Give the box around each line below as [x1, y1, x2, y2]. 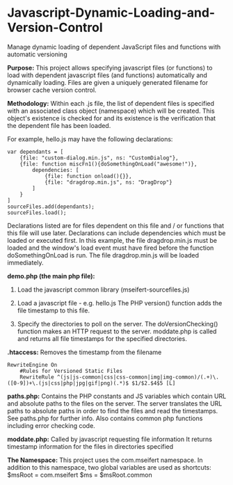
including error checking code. [7, 421, 95, 429]
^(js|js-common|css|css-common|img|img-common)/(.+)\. [56, 374, 219, 381]
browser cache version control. [7, 86, 97, 94]
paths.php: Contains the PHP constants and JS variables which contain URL [7, 392, 227, 400]
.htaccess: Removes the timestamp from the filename [7, 348, 162, 356]
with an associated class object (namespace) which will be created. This [7, 106, 215, 115]
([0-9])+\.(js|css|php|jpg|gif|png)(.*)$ [7, 379, 129, 387]
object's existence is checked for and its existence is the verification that [7, 113, 216, 122]
